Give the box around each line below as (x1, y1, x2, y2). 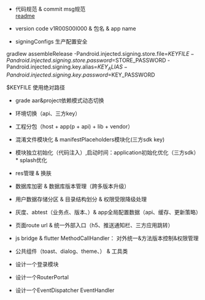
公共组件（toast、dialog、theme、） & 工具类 (15, 247, 128, 255)
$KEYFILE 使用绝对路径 (6, 83, 66, 91)
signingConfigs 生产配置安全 (15, 38, 88, 45)
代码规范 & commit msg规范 (15, 6, 86, 12)
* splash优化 (15, 156, 47, 163)
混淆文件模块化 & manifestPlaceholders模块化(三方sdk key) (15, 135, 165, 143)
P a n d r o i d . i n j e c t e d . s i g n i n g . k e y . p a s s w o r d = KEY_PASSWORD (6, 71, 155, 78)
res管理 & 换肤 (15, 169, 52, 176)
